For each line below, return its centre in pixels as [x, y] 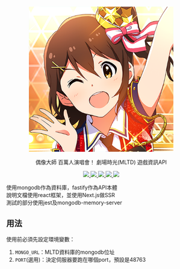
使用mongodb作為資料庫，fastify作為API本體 [62, 187]
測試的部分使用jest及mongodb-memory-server [64, 203]
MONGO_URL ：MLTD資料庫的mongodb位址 [65, 252]
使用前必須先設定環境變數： [41, 239]
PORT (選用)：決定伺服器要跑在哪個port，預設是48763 [80, 259]
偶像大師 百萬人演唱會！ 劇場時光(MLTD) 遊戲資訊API [101, 162]
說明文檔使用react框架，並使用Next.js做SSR [61, 195]
